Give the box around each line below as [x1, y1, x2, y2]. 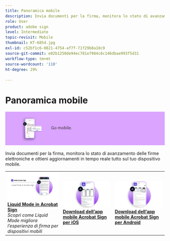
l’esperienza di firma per [7, 223, 59, 229]
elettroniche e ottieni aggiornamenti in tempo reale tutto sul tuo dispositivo [5, 155, 160, 162]
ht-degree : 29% [5, 67, 37, 72]
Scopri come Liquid [7, 212, 48, 218]
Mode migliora [7, 218, 38, 224]
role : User [5, 19, 28, 24]
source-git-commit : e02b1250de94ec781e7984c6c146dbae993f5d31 [5, 51, 139, 56]
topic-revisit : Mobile [5, 35, 53, 40]
